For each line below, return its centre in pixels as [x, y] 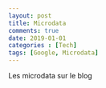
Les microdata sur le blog [50, 76]
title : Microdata [37, 23]
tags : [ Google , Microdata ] [53, 53]
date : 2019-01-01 [37, 38]
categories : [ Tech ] [43, 46]
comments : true [34, 30]
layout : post [30, 16]
